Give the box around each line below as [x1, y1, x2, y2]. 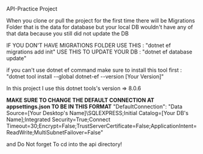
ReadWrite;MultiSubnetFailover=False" [6, 129, 104, 136]
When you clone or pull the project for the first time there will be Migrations [6, 17, 195, 24]
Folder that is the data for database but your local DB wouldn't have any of [6, 24, 193, 30]
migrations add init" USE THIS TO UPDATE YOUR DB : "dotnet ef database [6, 48, 193, 55]
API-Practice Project [6, 5, 58, 12]
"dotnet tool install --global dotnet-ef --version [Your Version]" [6, 73, 164, 80]
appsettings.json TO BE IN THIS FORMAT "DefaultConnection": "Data [6, 103, 183, 110]
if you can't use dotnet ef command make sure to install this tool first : [6, 66, 182, 74]
